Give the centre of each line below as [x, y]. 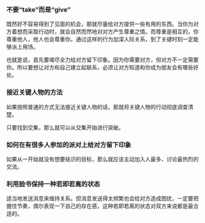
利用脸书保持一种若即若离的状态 [53, 184]
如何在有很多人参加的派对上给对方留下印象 [69, 144]
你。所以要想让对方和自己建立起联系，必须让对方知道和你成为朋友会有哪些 [100, 68]
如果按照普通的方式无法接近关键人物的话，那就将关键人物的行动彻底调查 [97, 107]
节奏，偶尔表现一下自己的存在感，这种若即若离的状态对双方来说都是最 [105, 206]
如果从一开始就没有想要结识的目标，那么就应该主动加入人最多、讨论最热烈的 [103, 159]
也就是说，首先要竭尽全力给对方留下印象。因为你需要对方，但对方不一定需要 [103, 60]
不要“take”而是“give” [39, 9]
